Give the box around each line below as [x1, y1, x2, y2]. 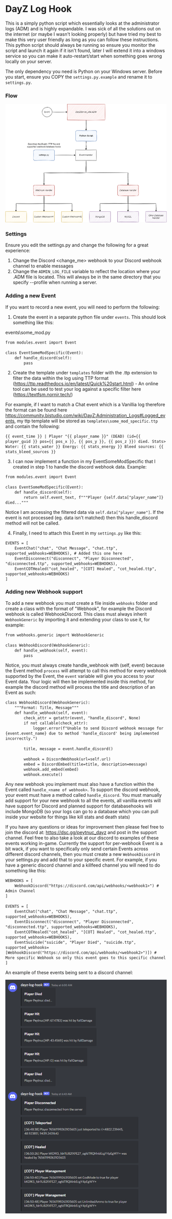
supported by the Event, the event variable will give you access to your [5, 673, 155, 679]
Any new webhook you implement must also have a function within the [5, 781, 155, 787]
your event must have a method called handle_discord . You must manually [5, 792, 162, 798]
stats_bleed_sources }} [5, 449, 56, 454]
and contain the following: [5, 423, 60, 429]
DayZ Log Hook [5, 3, 72, 15]
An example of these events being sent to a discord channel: [5, 969, 133, 975]
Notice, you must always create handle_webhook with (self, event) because [5, 662, 165, 668]
